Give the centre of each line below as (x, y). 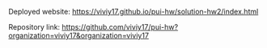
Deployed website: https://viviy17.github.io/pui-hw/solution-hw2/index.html (133, 12)
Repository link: (34, 27)
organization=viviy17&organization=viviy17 (79, 36)
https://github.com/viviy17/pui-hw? (120, 27)
